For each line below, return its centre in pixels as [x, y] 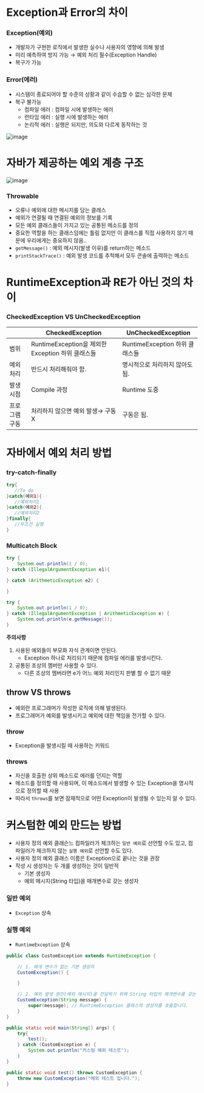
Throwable [23, 196]
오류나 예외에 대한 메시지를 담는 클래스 [60, 210]
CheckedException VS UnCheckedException [73, 317]
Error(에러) [22, 80]
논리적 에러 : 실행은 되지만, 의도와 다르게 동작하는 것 [86, 124]
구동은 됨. [135, 415]
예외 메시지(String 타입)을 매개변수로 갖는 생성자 [81, 881]
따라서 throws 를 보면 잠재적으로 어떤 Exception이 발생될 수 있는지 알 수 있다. [106, 798]
